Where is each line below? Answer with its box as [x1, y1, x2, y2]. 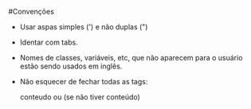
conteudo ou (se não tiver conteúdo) [19, 92, 141, 102]
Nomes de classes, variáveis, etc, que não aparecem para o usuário [19, 53, 243, 62]
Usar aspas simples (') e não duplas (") [19, 22, 148, 31]
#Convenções [8, 7, 54, 16]
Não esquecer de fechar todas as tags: [19, 77, 148, 86]
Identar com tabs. [19, 37, 78, 47]
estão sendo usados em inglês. [19, 61, 123, 71]
